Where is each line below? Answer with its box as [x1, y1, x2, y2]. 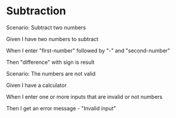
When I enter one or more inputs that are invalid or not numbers [6, 93, 163, 100]
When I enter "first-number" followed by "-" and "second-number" [6, 46, 171, 54]
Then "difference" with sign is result [6, 58, 95, 66]
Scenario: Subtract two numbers [6, 24, 87, 31]
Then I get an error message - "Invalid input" [6, 104, 116, 111]
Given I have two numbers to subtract [6, 35, 98, 42]
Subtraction [6, 4, 66, 18]
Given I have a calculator [6, 82, 67, 89]
